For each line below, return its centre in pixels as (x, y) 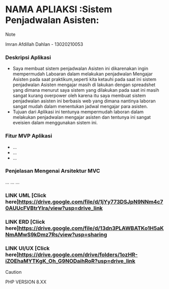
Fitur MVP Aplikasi (29, 136)
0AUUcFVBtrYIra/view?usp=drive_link (54, 208)
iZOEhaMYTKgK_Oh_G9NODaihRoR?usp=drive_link (71, 261)
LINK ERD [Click (25, 222)
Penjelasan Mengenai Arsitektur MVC (53, 171)
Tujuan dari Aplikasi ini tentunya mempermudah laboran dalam (78, 112)
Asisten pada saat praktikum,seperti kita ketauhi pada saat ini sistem (84, 80)
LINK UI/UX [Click (27, 248)
